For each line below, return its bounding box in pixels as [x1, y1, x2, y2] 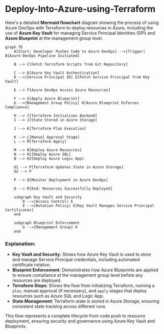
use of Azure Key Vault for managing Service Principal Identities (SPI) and [5, 30, 155, 36]
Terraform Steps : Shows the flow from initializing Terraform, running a [12, 283, 155, 288]
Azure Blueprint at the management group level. [5, 35, 103, 41]
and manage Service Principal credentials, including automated [12, 257, 140, 262]
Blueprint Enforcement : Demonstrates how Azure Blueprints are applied [12, 267, 159, 273]
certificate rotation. [12, 262, 51, 268]
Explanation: [5, 240, 36, 247]
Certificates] [5, 207, 34, 213]
